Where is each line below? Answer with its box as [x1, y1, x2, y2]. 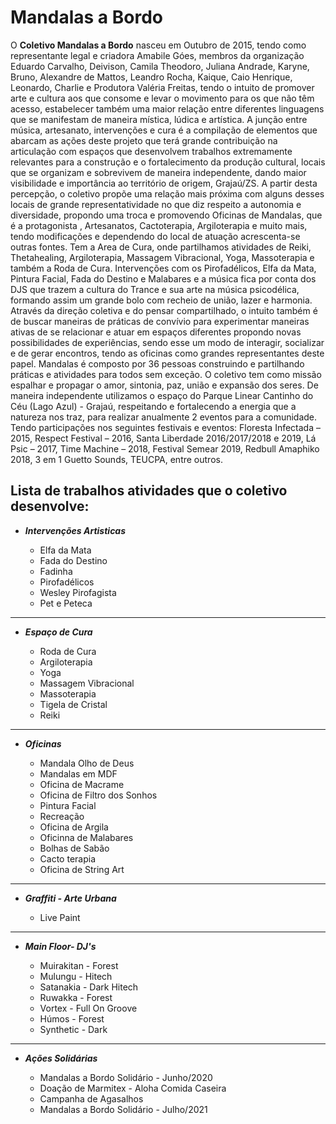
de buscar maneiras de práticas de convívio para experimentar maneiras [10, 315, 310, 327]
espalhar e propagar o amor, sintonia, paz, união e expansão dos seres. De [10, 379, 319, 391]
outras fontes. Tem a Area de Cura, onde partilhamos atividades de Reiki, [10, 241, 312, 253]
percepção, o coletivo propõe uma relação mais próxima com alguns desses [10, 187, 325, 200]
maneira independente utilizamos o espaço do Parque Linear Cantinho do [10, 389, 314, 401]
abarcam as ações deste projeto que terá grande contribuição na [10, 134, 278, 146]
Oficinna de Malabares [39, 831, 134, 843]
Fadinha [39, 565, 73, 577]
